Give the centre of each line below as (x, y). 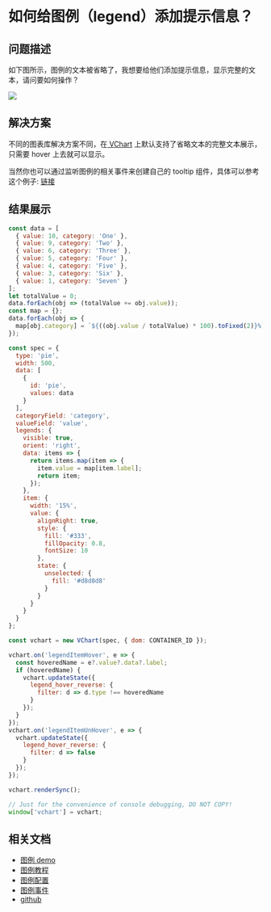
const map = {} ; (35, 311)
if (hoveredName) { (48, 670)
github (31, 899)
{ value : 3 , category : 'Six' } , (70, 273)
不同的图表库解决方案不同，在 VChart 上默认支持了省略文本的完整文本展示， (135, 144)
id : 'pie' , (48, 386)
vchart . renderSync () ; (45, 790)
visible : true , (48, 438)
